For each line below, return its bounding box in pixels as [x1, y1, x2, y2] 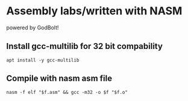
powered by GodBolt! [6, 24, 59, 31]
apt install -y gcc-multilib [6, 57, 80, 63]
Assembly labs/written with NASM [6, 4, 183, 18]
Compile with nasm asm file [6, 74, 113, 84]
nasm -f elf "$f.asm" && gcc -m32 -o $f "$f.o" [6, 89, 128, 95]
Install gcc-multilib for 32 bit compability [6, 41, 163, 51]
